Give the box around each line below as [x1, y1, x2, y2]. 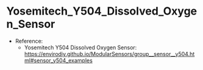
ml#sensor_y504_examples [24, 57, 93, 64]
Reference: [15, 37, 43, 44]
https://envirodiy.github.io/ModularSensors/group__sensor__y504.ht [24, 50, 195, 57]
